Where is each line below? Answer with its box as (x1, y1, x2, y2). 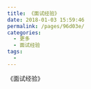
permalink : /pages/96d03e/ (7, 23, 85, 29)
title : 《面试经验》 (7, 10, 60, 17)
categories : (7, 29, 41, 36)
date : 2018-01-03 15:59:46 (7, 16, 85, 23)
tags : (7, 49, 23, 55)
